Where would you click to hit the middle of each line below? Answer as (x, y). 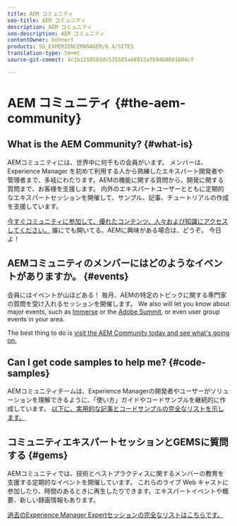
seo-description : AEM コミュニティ (56, 33)
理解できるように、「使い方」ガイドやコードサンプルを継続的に (129, 400)
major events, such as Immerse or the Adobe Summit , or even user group (114, 312)
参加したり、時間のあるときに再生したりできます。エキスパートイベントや (115, 491)
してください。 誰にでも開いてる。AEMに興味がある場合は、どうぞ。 (108, 230)
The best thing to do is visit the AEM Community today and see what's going (119, 333)
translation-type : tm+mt (44, 54)
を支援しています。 (35, 206)
